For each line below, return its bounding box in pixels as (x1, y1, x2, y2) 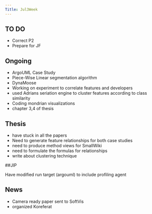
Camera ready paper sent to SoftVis (12, 199, 84, 204)
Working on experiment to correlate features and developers (12, 85, 133, 91)
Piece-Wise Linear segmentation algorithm (12, 75, 97, 81)
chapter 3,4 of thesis (12, 106, 54, 112)
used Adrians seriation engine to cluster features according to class (12, 90, 148, 96)
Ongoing (5, 57, 32, 65)
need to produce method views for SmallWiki (12, 143, 102, 149)
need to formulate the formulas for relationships (12, 148, 107, 154)
